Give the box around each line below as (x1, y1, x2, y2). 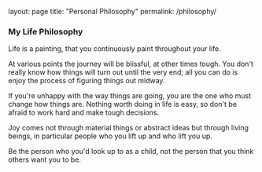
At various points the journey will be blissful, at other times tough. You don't (8, 59, 254, 69)
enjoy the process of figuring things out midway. (8, 76, 165, 86)
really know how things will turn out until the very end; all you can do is (8, 68, 238, 77)
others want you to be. (8, 155, 81, 164)
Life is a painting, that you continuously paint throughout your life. (8, 44, 222, 53)
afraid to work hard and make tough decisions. (8, 108, 160, 117)
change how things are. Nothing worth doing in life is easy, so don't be (8, 100, 238, 109)
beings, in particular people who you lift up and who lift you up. (8, 131, 212, 141)
